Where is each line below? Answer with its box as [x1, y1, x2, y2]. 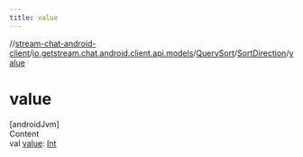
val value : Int [9, 137, 57, 149]
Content [9, 128, 40, 139]
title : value [9, 13, 59, 23]
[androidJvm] [9, 118, 60, 129]
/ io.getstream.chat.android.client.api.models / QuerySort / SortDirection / [29, 47, 289, 59]
